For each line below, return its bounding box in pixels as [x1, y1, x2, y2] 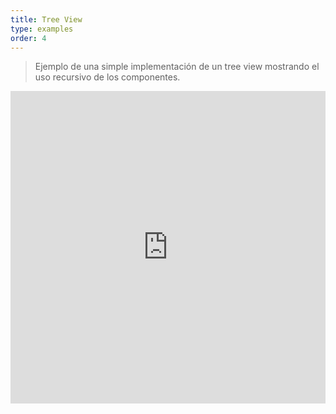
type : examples [10, 24, 74, 34]
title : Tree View [10, 14, 83, 25]
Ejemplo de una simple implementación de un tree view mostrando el [34, 61, 320, 73]
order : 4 [10, 33, 47, 43]
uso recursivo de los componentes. [34, 71, 181, 83]
